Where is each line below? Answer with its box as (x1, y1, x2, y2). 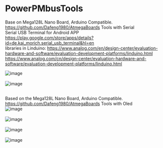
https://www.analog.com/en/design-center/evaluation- (47, 45, 158, 51)
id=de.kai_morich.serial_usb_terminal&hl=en (5, 40, 94, 46)
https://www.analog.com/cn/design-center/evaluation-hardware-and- (5, 55, 147, 61)
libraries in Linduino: (5, 45, 46, 51)
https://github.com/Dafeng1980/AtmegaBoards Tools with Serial (5, 24, 135, 30)
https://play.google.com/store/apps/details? (5, 35, 94, 41)
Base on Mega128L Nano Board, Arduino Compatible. (5, 19, 113, 25)
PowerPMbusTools (5, 3, 83, 14)
